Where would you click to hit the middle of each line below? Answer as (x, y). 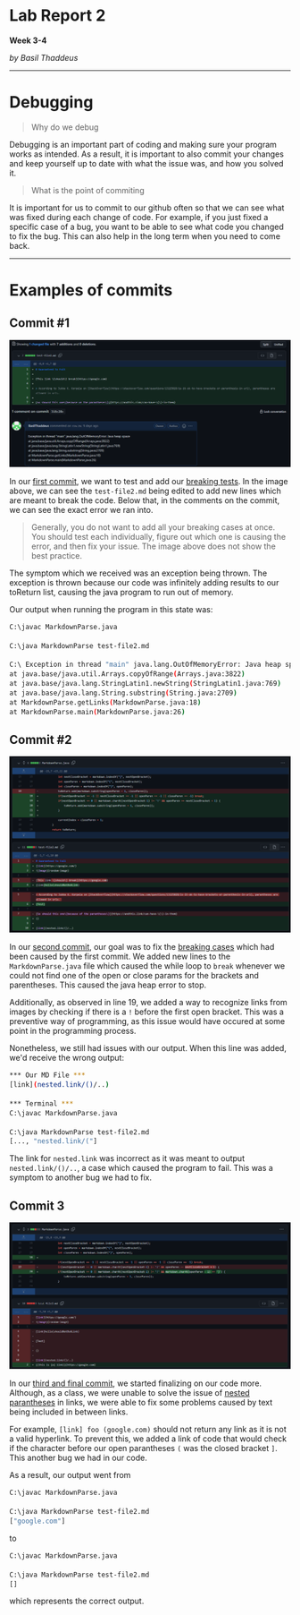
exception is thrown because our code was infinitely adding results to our (144, 582)
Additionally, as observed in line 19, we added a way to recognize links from (148, 1003)
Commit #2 (41, 739)
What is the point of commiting (87, 190)
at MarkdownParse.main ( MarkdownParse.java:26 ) (97, 712)
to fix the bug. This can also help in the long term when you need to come (145, 236)
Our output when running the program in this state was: (111, 609)
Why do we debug (65, 127)
